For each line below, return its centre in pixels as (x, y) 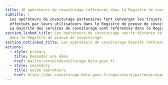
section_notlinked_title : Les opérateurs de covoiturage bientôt (74, 42)
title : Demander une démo (41, 56)
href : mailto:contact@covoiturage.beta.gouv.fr (64, 61)
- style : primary (28, 51)
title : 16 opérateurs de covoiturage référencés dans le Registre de (79, 10)
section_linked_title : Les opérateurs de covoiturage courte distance (80, 33)
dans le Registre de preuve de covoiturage (55, 38)
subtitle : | (17, 14)
